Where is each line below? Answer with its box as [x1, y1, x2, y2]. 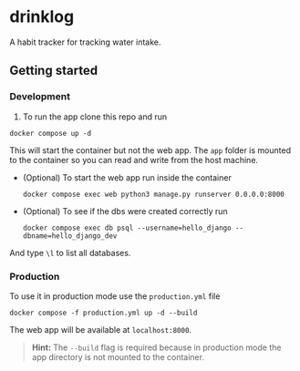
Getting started [9, 63, 98, 78]
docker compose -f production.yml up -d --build [9, 308, 198, 317]
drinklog [9, 6, 75, 27]
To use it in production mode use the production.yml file [9, 290, 221, 302]
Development [9, 90, 71, 103]
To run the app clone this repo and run [22, 111, 168, 122]
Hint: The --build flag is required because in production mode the [31, 342, 282, 353]
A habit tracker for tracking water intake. [9, 36, 161, 47]
